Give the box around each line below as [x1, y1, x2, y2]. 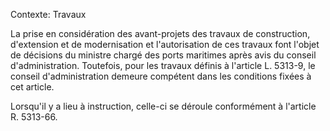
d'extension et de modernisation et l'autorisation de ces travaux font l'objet [10, 39, 320, 50]
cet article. [10, 81, 55, 93]
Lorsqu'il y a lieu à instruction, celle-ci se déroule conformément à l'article [10, 100, 317, 112]
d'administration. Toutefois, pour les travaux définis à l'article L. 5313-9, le [10, 60, 316, 71]
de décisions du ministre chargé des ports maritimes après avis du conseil [10, 49, 317, 61]
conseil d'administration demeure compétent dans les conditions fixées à [10, 70, 312, 82]
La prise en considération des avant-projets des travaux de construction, [10, 28, 311, 39]
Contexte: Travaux [10, 9, 87, 20]
